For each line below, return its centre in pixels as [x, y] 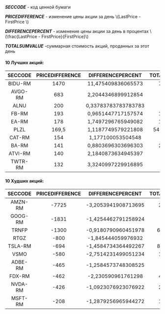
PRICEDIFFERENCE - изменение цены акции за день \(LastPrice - [73, 16]
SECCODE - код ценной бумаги [38, 7]
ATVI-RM [19, 154]
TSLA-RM [20, 246]
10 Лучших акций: [25, 62]
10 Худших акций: [25, 181]
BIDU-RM [19, 84]
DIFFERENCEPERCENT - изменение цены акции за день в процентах [77, 31]
